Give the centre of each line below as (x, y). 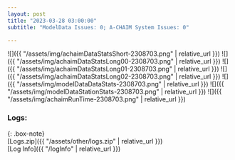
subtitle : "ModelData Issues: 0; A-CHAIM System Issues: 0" (99, 27)
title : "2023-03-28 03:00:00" (52, 21)
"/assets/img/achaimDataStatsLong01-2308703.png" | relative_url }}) (118, 69)
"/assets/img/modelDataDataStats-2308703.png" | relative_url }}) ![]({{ (120, 84)
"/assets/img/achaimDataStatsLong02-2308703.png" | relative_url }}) (119, 76)
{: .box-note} (26, 134)
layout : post (27, 14)
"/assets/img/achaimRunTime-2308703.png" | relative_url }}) (97, 99)
